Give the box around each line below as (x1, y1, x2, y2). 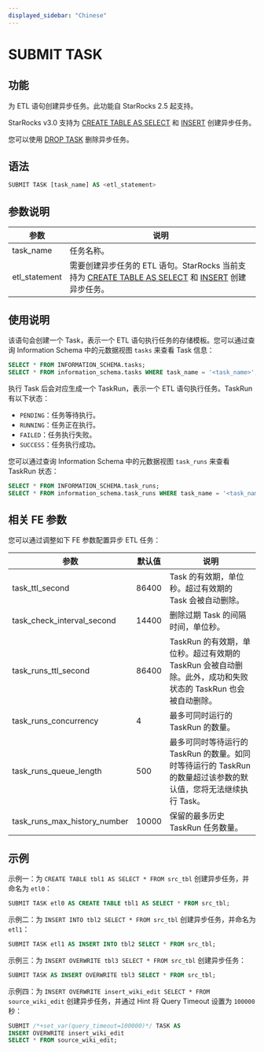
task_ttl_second (12, 583, 70, 594)
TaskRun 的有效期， (169, 636, 244, 647)
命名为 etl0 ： (8, 883, 53, 894)
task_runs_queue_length (12, 765, 102, 776)
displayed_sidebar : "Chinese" (8, 11, 108, 20)
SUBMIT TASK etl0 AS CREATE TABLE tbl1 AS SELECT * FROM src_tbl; (8, 899, 230, 908)
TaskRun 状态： (8, 466, 59, 476)
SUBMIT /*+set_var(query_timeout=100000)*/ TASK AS (8, 1021, 181, 1030)
